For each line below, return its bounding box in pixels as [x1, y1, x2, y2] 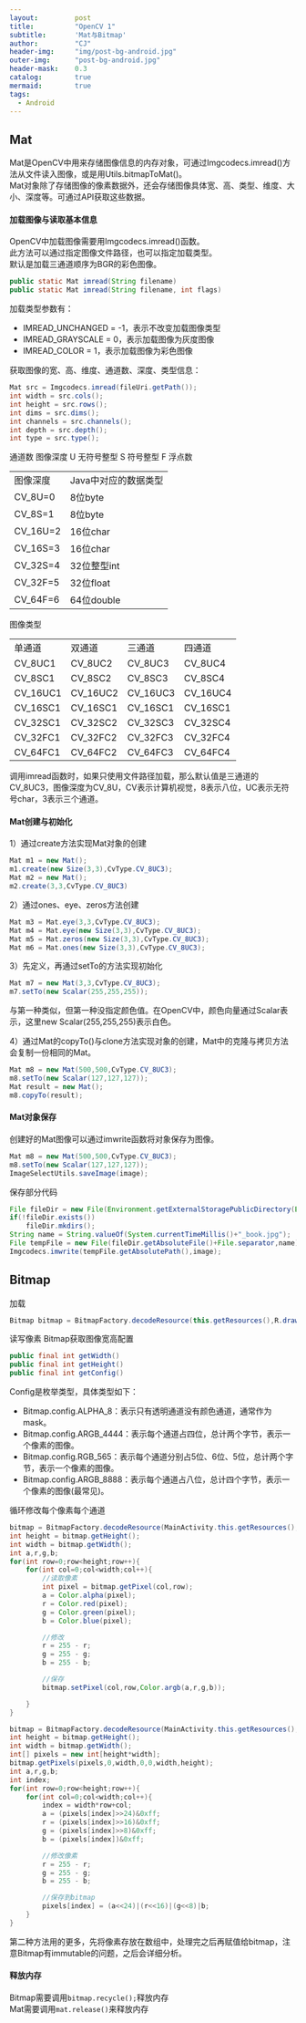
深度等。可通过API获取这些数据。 [25, 192, 150, 202]
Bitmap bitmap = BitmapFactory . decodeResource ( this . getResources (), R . [9, 1315, 283, 1325]
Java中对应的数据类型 [69, 474, 164, 487]
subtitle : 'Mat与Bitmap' [9, 30, 127, 39]
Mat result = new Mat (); [9, 1082, 104, 1091]
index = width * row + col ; [42, 1800, 132, 1810]
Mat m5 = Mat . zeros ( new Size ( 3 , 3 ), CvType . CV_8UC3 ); [9, 934, 209, 944]
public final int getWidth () [9, 1352, 120, 1361]
